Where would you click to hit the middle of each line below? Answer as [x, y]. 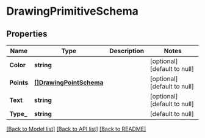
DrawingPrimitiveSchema [72, 11]
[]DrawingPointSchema [69, 82]
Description [127, 51]
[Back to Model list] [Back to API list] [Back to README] [76, 129]
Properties [27, 34]
